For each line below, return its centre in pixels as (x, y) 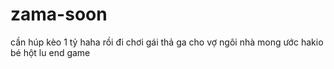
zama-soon (59, 14)
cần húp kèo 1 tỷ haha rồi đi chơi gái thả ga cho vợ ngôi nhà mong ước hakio (167, 42)
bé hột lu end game (50, 52)
